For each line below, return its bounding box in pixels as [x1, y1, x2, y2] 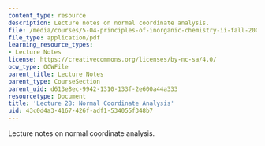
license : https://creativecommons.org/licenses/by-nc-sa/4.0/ [8, 56, 217, 64]
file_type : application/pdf [8, 33, 101, 42]
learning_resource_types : [8, 41, 93, 49]
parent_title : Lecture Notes [8, 70, 104, 78]
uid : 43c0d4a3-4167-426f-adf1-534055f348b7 [8, 107, 154, 115]
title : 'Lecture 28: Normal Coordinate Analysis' [8, 99, 175, 107]
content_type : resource [8, 11, 87, 20]
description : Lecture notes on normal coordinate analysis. [8, 19, 211, 27]
